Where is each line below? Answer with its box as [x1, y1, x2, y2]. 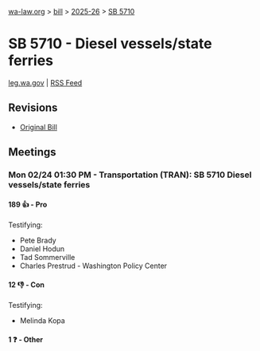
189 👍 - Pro [8, 199, 48, 209]
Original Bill [19, 122, 58, 132]
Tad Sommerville [19, 253, 76, 262]
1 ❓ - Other [8, 335, 44, 345]
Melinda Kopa [19, 316, 65, 325]
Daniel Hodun [19, 244, 65, 254]
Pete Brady [19, 235, 57, 246]
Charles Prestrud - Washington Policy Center [19, 261, 168, 270]
